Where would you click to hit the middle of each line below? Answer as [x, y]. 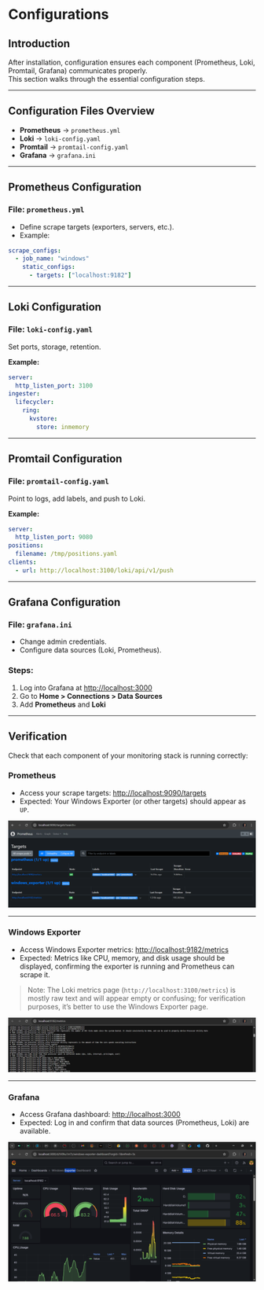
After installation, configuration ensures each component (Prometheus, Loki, [132, 62]
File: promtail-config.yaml [59, 481]
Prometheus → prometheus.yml [70, 130]
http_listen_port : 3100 [54, 386]
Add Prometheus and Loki [62, 704]
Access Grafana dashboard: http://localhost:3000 [100, 1115]
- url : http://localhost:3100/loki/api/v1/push [95, 570]
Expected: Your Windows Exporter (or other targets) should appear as [132, 801]
